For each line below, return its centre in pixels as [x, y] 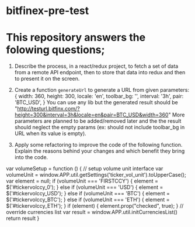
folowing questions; [55, 50]
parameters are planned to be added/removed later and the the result [98, 121]
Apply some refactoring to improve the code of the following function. [98, 145]
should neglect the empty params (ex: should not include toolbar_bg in [100, 128]
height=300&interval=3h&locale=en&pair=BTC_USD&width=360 [91, 115]
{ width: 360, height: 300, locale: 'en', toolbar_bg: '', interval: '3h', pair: [99, 96]
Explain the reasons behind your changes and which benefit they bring [100, 151]
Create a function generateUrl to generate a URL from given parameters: [102, 90]
